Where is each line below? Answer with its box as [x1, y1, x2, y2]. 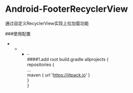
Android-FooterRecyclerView [5, 3, 128, 15]
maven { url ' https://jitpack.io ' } [27, 72, 90, 78]
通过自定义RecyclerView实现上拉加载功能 [5, 20, 89, 26]
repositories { [27, 62, 55, 67]
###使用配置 [5, 31, 31, 36]
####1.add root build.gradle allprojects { [27, 56, 109, 62]
